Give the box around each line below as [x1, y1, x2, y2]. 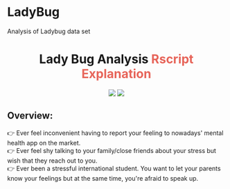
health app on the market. [7, 138, 81, 147]
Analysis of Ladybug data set [7, 27, 91, 35]
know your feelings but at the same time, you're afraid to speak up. [7, 174, 199, 182]
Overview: [7, 110, 53, 122]
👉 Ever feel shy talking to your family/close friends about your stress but [7, 146, 217, 154]
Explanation [81, 66, 152, 82]
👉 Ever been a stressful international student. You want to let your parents [7, 164, 221, 172]
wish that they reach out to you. [7, 156, 98, 165]
